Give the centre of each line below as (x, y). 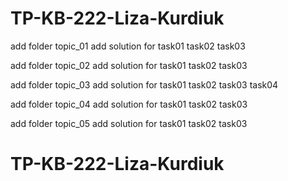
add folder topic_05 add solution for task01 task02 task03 (129, 123)
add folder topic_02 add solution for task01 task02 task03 (129, 65)
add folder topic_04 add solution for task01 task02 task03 (129, 104)
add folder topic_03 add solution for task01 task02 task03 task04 (144, 84)
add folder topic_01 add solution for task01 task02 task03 (128, 46)
